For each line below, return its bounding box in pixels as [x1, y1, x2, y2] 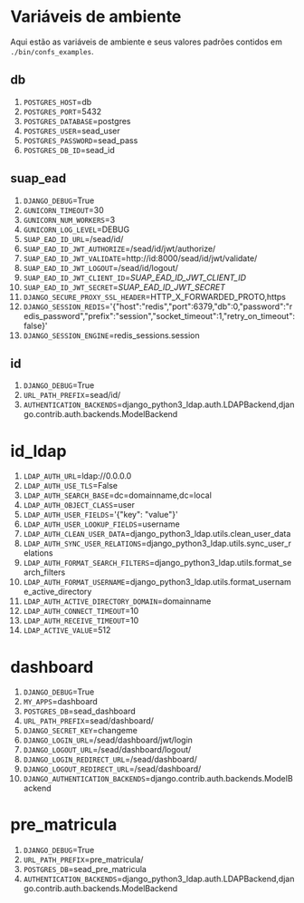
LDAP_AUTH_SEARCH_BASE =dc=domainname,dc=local [23, 490, 212, 500]
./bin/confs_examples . [10, 45, 94, 56]
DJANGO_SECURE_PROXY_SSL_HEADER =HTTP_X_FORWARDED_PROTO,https [23, 291, 286, 302]
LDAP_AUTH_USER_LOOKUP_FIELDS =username [23, 519, 180, 529]
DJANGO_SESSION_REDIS [23, 302, 105, 312]
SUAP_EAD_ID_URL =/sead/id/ [23, 233, 124, 244]
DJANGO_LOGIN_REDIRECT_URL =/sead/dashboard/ [23, 754, 197, 765]
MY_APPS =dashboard [23, 696, 98, 707]
